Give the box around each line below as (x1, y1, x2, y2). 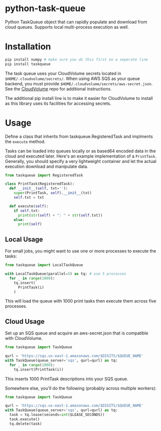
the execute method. (5, 139, 46, 144)
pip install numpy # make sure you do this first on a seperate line (5, 57, 148, 62)
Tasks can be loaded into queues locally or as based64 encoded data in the (5, 148, 156, 154)
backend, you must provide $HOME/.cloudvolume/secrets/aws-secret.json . (5, 80, 153, 86)
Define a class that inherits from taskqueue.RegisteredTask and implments (5, 133, 153, 139)
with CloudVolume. (5, 335, 43, 341)
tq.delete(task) (9, 421, 42, 426)
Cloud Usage (5, 317, 45, 325)
